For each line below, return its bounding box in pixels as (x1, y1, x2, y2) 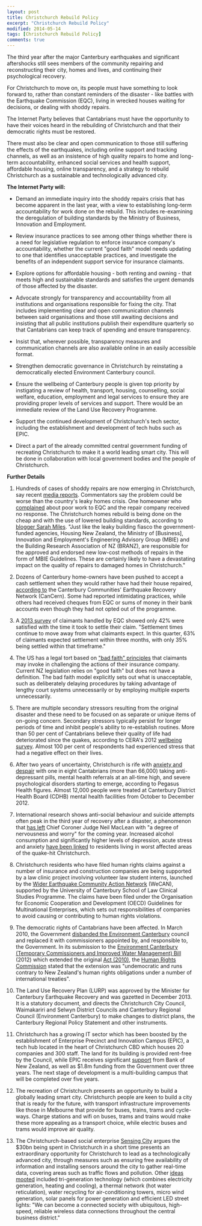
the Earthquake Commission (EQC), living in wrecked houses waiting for (7, 97, 185, 104)
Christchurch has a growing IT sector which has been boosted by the (15, 1031, 187, 1037)
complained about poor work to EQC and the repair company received (15, 504, 190, 511)
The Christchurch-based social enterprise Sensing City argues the (15, 1137, 180, 1144)
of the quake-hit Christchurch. (15, 849, 91, 857)
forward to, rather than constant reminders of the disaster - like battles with (7, 91, 194, 98)
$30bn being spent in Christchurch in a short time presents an (15, 1143, 170, 1151)
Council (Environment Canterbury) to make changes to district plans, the (15, 1013, 195, 1019)
